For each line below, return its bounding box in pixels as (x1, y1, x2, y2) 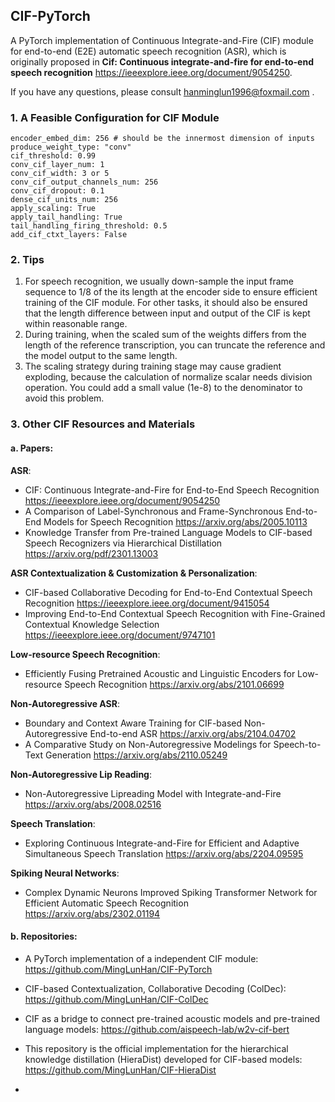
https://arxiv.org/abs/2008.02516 (24, 798, 162, 810)
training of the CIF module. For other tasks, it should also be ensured (24, 297, 308, 309)
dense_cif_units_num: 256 (10, 195, 118, 205)
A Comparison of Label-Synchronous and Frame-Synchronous (24, 505, 284, 517)
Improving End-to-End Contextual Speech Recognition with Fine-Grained (24, 607, 326, 619)
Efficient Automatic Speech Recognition (24, 897, 189, 909)
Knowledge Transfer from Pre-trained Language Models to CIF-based (24, 526, 313, 538)
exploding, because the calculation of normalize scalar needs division (24, 371, 313, 383)
